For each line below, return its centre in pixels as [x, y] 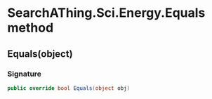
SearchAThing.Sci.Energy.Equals [106, 13]
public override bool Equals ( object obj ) [69, 88]
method [31, 28]
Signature [25, 74]
